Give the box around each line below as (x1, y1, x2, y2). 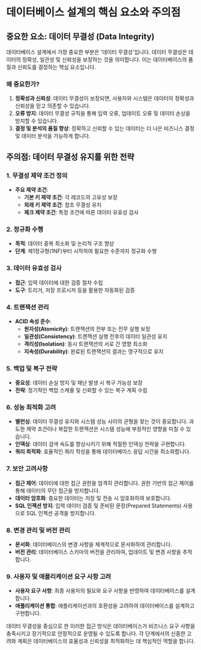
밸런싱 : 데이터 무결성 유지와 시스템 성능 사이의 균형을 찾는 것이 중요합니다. (14, 418, 188, 425)
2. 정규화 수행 (6, 225, 44, 234)
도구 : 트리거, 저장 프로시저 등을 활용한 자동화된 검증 (14, 286, 135, 294)
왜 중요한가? (6, 79, 40, 88)
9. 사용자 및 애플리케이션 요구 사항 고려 (6, 572, 112, 581)
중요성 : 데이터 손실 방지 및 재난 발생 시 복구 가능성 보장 (14, 379, 143, 386)
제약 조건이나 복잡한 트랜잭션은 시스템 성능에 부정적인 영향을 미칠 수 (26, 426, 185, 433)
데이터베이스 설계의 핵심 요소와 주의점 (6, 5, 181, 19)
